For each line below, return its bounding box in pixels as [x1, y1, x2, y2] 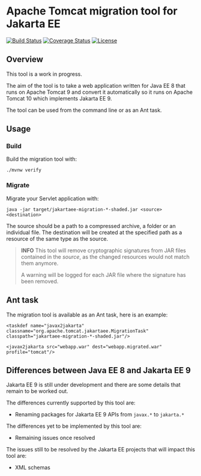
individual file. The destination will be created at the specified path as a [6, 229, 182, 236]
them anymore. [20, 259, 59, 267]
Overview [6, 54, 44, 64]
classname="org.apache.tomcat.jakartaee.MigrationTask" [6, 328, 149, 334]
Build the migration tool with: [6, 155, 77, 163]
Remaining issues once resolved [14, 434, 95, 442]
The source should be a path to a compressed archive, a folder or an [6, 222, 176, 229]
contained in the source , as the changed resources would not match [20, 253, 190, 260]
